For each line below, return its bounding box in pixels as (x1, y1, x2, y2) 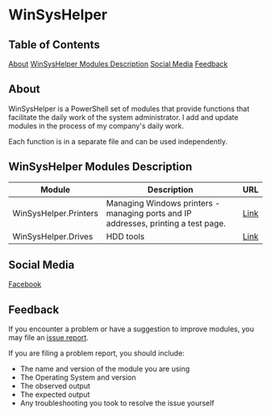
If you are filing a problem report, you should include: (8, 348, 186, 358)
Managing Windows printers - (106, 198, 220, 209)
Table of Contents (8, 38, 101, 52)
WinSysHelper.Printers (12, 207, 98, 218)
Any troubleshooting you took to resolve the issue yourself (19, 398, 215, 408)
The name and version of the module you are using (19, 364, 190, 374)
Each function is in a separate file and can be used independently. (8, 136, 228, 146)
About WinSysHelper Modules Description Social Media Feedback (8, 59, 228, 69)
